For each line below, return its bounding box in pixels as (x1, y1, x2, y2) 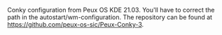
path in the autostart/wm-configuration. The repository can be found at (7, 13, 212, 21)
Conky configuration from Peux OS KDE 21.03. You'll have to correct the (7, 6, 215, 14)
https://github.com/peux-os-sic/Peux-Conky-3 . (7, 21, 144, 28)
